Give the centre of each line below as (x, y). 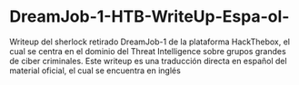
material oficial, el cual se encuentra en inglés (95, 71)
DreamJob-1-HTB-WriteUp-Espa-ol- (149, 17)
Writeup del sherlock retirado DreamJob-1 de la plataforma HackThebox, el (150, 42)
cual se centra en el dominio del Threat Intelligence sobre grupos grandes (148, 51)
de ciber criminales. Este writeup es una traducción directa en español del (149, 61)
